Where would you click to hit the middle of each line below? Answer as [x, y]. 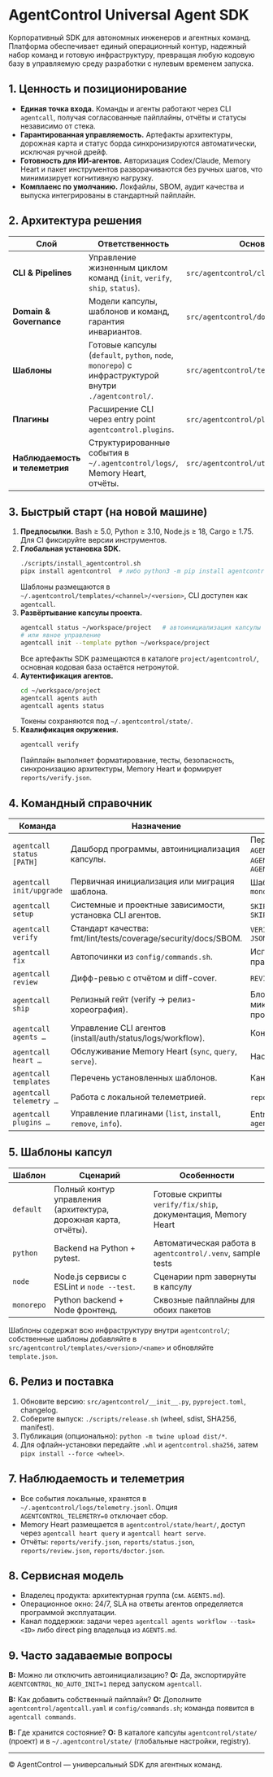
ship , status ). [114, 288]
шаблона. [89, 892]
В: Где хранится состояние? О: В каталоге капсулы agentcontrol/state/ [133, 1733]
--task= [243, 1622]
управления [78, 1199]
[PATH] [25, 862]
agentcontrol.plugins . [131, 429]
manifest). [37, 1427]
